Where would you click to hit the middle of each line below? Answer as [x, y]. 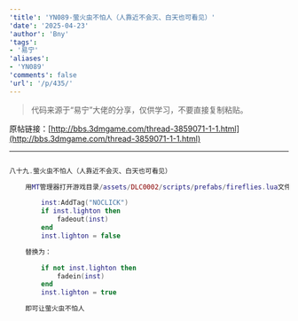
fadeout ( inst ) [82, 219]
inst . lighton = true [79, 293]
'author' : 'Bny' [39, 34]
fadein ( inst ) [80, 276]
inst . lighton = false [81, 236]
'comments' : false [43, 75]
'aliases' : [29, 59]
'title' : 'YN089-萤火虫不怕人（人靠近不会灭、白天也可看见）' [112, 17]
